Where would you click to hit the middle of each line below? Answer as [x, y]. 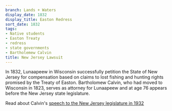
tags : [11, 29]
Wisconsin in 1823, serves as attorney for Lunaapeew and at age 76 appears [86, 88]
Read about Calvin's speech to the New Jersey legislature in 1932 [75, 103]
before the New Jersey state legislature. [48, 93]
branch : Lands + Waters [31, 10]
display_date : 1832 [26, 15]
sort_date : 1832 [23, 24]
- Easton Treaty [23, 39]
